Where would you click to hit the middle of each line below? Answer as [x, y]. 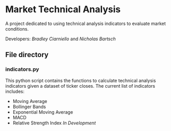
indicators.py [22, 69]
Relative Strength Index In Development [54, 123]
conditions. [17, 29]
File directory [27, 55]
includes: [15, 91]
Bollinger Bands [29, 107]
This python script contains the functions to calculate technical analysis [81, 81]
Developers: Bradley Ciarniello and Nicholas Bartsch [60, 39]
